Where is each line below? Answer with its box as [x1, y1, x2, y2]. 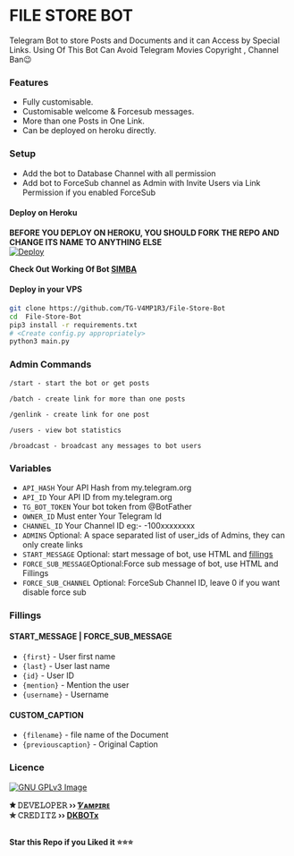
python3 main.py [9, 337, 70, 346]
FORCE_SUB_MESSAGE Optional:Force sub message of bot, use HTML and [21, 558, 279, 569]
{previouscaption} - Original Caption [21, 739, 159, 750]
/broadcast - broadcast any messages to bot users [9, 441, 202, 450]
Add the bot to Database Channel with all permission [21, 167, 216, 179]
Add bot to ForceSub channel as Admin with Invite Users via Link [21, 177, 261, 188]
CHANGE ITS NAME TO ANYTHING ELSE [9, 236, 163, 247]
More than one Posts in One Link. [21, 115, 146, 126]
